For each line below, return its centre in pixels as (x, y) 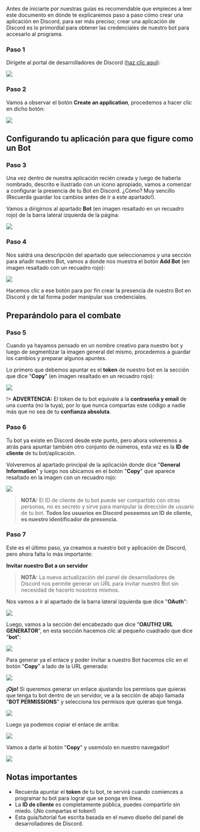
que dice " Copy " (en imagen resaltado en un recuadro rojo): (80, 376)
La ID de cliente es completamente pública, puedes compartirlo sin (97, 804)
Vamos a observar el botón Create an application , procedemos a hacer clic (99, 102)
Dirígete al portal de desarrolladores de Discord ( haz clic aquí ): (84, 63)
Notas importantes (42, 777)
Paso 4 (16, 242)
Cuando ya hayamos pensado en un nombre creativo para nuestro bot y (95, 346)
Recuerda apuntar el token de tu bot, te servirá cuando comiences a (99, 791)
